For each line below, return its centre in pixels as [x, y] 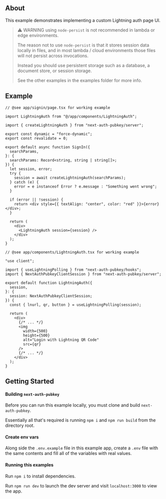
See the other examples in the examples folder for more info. [80, 80]
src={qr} [32, 344]
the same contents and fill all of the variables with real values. [69, 453]
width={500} [36, 331]
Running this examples [29, 465]
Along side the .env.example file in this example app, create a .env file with [82, 448]
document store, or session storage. [55, 71]
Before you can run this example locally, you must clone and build [73, 405]
